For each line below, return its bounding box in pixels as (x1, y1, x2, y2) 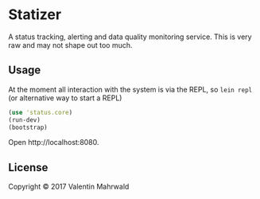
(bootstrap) (8, 123, 48, 131)
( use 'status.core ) (8, 108, 73, 116)
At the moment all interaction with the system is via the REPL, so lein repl (8, 84, 253, 94)
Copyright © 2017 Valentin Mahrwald (8, 181, 130, 192)
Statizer (8, 6, 62, 24)
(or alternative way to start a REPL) (8, 93, 122, 103)
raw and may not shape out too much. (8, 40, 133, 49)
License (8, 161, 49, 174)
